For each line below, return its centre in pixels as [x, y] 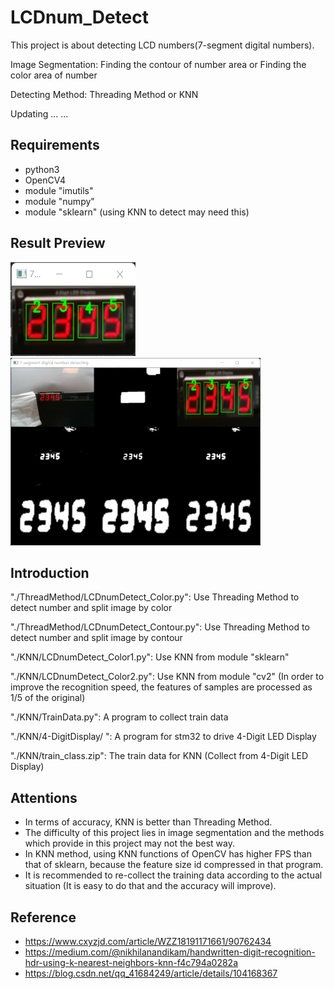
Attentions [44, 797]
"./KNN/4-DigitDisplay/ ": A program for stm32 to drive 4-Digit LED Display [163, 737]
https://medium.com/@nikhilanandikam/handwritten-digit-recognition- [170, 952]
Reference [43, 917]
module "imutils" [59, 190]
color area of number [54, 75]
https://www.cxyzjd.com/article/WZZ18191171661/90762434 [148, 941]
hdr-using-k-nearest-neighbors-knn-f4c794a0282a [131, 962]
